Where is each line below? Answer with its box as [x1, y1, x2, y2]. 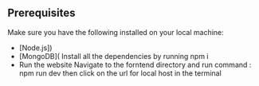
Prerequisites [7, 6, 76, 20]
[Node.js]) [18, 43, 53, 53]
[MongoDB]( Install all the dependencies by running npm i [18, 51, 209, 61]
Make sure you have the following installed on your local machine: [7, 27, 224, 37]
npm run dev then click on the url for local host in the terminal [18, 68, 222, 78]
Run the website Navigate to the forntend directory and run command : [18, 60, 252, 69]
